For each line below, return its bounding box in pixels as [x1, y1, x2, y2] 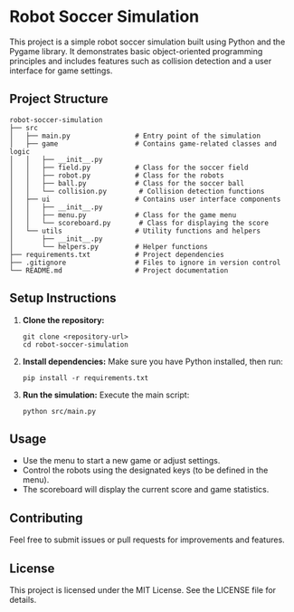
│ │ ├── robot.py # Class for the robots [9, 170, 224, 180]
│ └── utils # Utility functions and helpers [9, 226, 261, 235]
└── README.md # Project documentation [9, 265, 229, 275]
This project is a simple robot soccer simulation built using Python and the [9, 36, 286, 47]
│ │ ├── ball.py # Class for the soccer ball [9, 178, 245, 187]
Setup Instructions [9, 291, 117, 306]
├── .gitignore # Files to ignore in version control [9, 258, 281, 267]
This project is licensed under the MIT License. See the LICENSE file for [9, 585, 277, 595]
